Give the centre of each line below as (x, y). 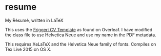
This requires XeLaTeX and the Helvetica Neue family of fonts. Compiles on (80, 44)
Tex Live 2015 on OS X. (28, 49)
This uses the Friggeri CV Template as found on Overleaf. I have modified (79, 29)
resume (21, 7)
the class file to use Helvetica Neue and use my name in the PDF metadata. (80, 35)
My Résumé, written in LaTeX (34, 20)
